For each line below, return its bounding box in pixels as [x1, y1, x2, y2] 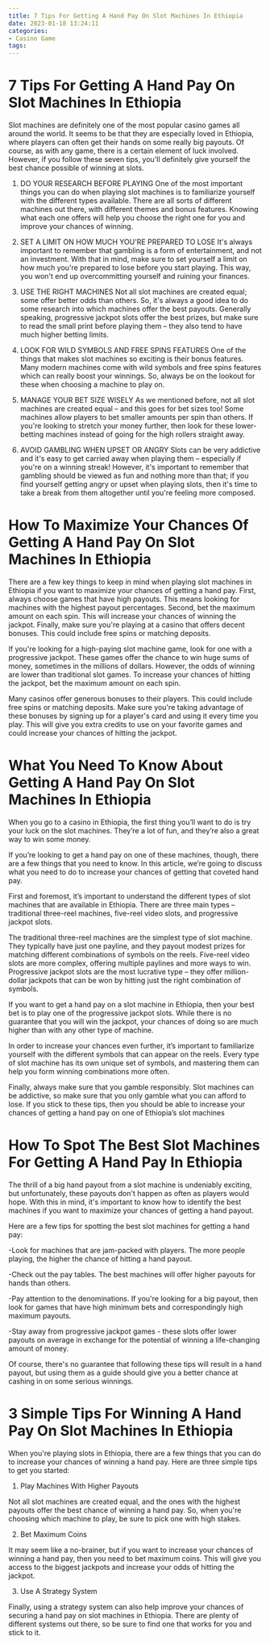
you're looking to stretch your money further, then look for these [19, 421, 234, 431]
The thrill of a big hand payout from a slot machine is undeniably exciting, [8, 1180, 252, 1189]
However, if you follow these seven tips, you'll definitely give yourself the [8, 155, 251, 164]
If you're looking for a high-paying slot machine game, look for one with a [8, 644, 252, 654]
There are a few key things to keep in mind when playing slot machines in [8, 577, 252, 587]
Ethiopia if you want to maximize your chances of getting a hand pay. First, [8, 586, 256, 595]
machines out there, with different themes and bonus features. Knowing [19, 205, 260, 214]
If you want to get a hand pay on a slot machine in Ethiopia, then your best [8, 999, 255, 1009]
